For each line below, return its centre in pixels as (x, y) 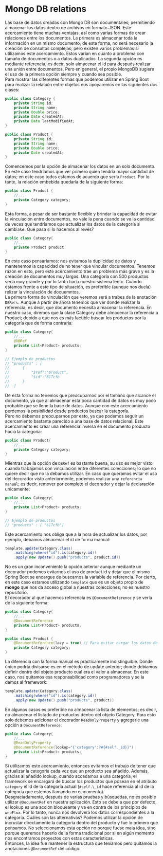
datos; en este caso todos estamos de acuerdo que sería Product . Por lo (77, 177)
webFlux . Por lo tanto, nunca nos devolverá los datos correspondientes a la (80, 812)
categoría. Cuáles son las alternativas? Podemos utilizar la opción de (74, 817)
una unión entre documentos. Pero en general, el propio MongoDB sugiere (80, 69)
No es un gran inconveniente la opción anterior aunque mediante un (73, 567)
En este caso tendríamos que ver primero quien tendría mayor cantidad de (80, 172)
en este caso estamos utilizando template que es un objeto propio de (74, 582)
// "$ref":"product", (37, 373)
